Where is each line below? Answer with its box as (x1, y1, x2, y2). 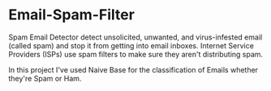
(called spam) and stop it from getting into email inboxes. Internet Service (8, 40, 254, 50)
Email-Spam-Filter (8, 6, 135, 24)
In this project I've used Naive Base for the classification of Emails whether (8, 64, 258, 74)
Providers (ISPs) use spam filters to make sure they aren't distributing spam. (8, 49, 264, 59)
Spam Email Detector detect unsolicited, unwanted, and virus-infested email (8, 32, 263, 42)
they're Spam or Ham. (8, 73, 82, 83)
